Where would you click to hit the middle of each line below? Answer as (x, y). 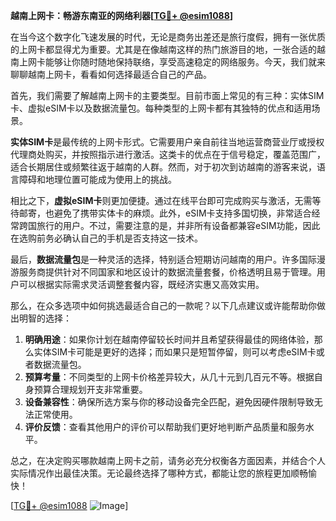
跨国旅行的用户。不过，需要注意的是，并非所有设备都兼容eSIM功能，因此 (169, 225)
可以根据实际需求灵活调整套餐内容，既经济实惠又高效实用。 (141, 284)
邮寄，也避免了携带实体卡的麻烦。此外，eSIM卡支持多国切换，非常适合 (165, 213)
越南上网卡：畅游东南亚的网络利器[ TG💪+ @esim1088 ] (122, 15)
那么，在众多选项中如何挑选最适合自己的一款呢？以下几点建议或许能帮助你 (163, 305)
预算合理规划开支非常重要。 (90, 389)
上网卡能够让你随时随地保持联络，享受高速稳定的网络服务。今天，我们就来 (172, 62)
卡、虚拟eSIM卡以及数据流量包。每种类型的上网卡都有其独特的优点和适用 (161, 108)
